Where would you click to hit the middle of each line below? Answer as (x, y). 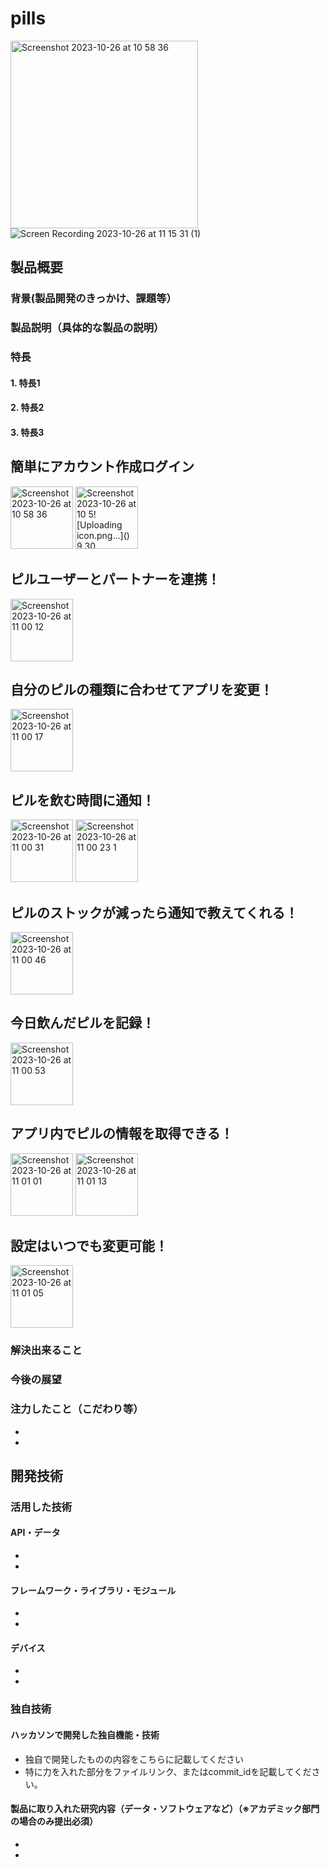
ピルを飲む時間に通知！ (82, 800)
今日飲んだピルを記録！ (82, 1023)
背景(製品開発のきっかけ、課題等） (93, 299)
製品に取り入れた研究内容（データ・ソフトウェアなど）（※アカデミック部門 (165, 1809)
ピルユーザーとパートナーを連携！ (115, 579)
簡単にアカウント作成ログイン (102, 467)
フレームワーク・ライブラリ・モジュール (93, 1590)
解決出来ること (46, 1350)
